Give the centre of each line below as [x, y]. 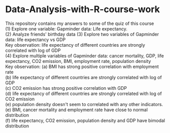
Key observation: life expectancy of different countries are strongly [75, 45]
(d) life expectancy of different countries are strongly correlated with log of [84, 93]
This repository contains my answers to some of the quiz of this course [80, 23]
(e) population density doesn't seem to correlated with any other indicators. [84, 104]
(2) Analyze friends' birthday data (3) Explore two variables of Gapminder [82, 34]
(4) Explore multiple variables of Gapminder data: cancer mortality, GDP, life [84, 56]
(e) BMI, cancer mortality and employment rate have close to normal [77, 110]
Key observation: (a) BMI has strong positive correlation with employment [82, 66]
